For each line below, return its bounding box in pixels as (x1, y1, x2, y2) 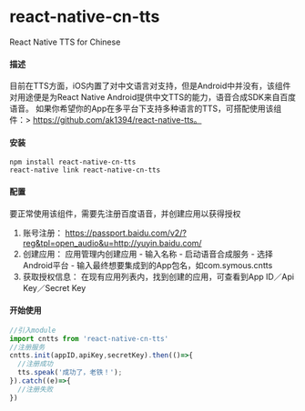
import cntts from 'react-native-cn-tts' (9, 334, 169, 343)
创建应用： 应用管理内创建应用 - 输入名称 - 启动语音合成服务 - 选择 (22, 248, 273, 259)
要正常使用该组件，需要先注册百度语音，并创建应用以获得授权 (9, 207, 241, 219)
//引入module (9, 326, 56, 335)
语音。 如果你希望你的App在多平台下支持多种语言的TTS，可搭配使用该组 (9, 103, 282, 115)
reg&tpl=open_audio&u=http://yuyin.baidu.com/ (22, 237, 202, 248)
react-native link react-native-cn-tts (9, 165, 161, 175)
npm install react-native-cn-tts (9, 157, 137, 167)
